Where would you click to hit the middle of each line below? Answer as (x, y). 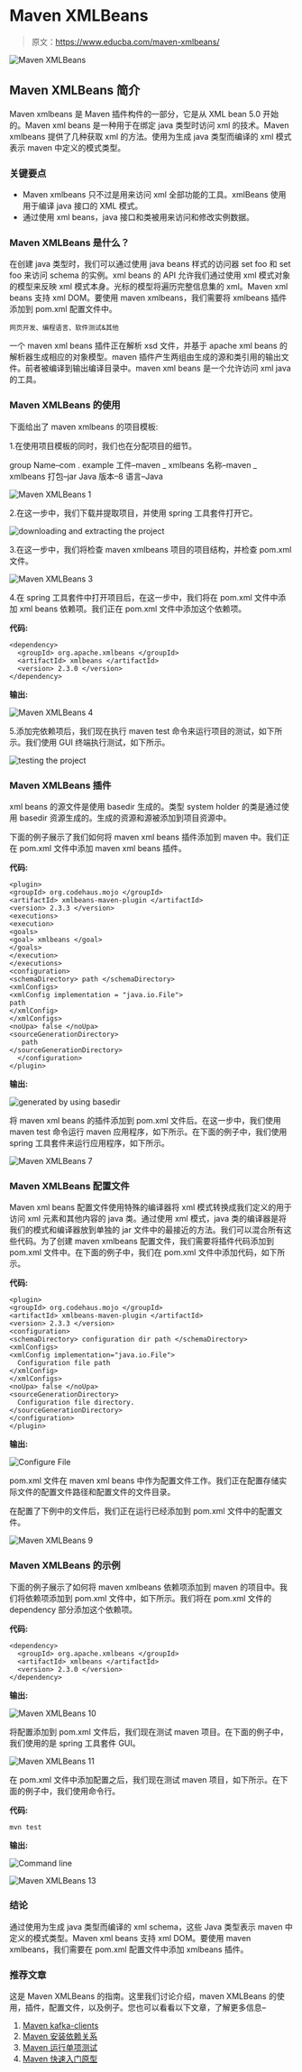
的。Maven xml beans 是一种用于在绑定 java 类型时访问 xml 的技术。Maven (149, 125)
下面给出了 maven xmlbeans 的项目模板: (84, 426)
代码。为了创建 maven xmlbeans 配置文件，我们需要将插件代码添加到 (146, 1242)
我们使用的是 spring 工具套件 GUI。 (75, 1743)
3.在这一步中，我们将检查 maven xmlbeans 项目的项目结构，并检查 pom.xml (151, 549)
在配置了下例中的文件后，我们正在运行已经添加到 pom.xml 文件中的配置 (142, 1511)
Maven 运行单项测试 (60, 2048)
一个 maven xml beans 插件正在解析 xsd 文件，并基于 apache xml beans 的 (149, 346)
